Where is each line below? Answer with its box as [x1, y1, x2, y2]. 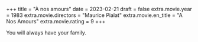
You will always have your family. [6, 29, 87, 36]
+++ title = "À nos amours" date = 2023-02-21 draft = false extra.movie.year [6, 6, 192, 12]
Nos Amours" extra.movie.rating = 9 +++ [6, 18, 106, 24]
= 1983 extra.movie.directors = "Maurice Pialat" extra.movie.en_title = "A [6, 12, 183, 19]
